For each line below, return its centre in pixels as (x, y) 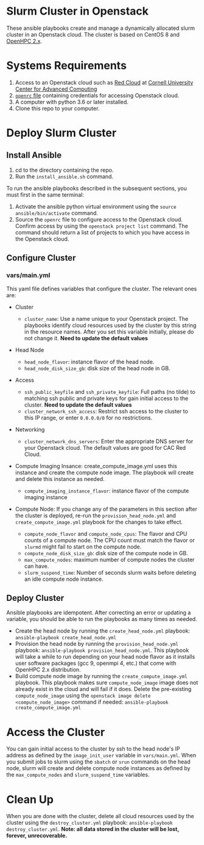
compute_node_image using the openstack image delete (83, 696)
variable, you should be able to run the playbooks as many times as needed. (102, 619)
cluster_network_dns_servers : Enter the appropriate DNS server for (109, 441)
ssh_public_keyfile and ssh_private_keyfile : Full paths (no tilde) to (110, 391)
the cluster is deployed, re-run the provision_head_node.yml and (96, 515)
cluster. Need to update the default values (78, 405)
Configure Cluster (41, 258)
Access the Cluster (56, 732)
